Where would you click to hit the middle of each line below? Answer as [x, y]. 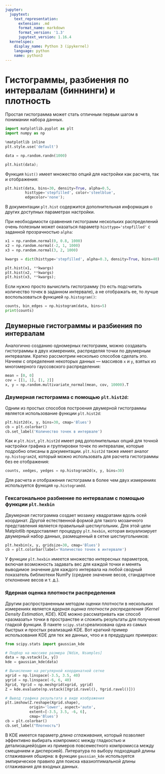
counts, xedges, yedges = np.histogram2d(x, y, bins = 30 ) [65, 471]
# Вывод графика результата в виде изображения [55, 698]
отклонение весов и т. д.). [33, 580]
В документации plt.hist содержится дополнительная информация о [79, 207]
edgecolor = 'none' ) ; [45, 198]
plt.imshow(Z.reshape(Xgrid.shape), [43, 703]
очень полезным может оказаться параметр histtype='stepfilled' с [78, 227]
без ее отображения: [27, 462]
